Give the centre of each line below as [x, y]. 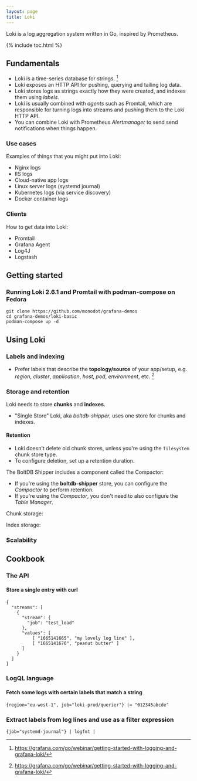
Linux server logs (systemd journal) [57, 186]
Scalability [21, 540]
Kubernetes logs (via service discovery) [63, 193]
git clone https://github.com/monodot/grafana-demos [72, 311]
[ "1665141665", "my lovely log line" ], [83, 638]
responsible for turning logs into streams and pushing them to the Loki [99, 110]
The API [18, 576]
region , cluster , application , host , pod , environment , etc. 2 [84, 376]
